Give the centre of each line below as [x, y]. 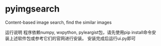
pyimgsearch [32, 9]
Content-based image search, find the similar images [59, 22]
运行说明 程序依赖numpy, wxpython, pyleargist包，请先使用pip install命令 [79, 32]
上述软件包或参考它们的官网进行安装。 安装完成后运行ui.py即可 [72, 38]
